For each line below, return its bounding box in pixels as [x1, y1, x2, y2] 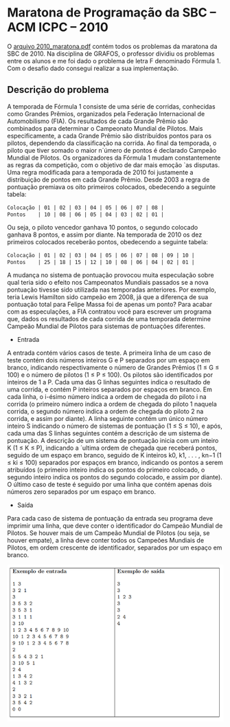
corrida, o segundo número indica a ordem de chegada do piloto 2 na [7, 407, 204, 415]
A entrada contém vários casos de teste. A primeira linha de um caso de [7, 349, 211, 357]
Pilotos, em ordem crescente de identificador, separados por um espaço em [7, 543, 222, 552]
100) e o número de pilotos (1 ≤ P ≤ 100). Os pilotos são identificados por [7, 370, 214, 379]
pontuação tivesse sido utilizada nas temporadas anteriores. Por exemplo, [7, 285, 216, 294]
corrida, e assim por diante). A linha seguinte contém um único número [7, 414, 208, 422]
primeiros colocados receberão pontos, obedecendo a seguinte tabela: [7, 237, 208, 246]
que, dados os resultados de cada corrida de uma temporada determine [7, 314, 211, 323]
